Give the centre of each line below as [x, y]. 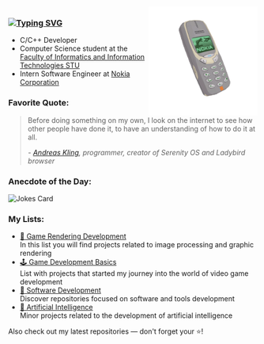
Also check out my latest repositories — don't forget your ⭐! [106, 331]
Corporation [39, 82]
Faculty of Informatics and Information [82, 57]
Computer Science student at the [74, 48]
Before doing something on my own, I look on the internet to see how [140, 120]
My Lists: [26, 219]
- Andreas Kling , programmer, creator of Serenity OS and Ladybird [136, 152]
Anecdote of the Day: [50, 182]
